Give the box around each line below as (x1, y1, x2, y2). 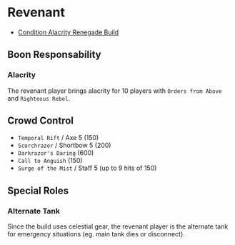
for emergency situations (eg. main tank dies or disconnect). (7, 230, 186, 239)
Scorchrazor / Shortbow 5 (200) (17, 141, 111, 150)
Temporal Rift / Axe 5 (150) (17, 134, 99, 142)
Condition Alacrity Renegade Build (17, 28, 119, 36)
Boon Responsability (7, 49, 101, 61)
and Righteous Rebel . (7, 94, 71, 102)
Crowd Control (7, 115, 74, 127)
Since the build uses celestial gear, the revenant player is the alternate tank (7, 222, 229, 231)
